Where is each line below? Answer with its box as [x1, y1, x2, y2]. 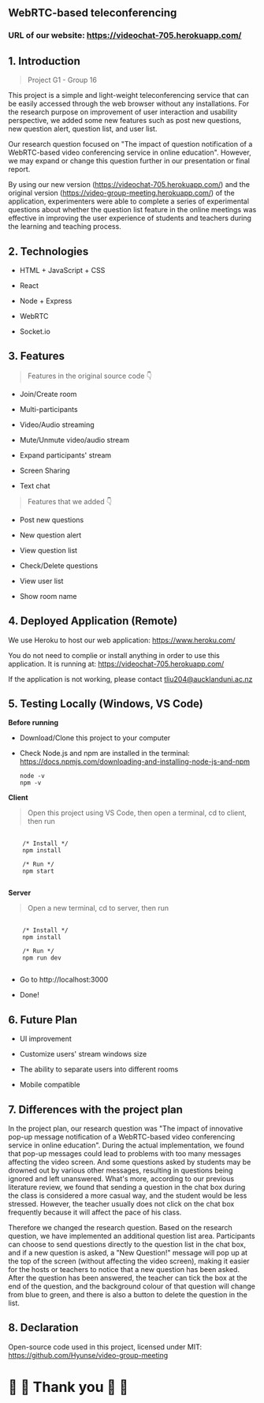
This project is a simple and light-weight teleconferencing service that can [8, 91, 250, 100]
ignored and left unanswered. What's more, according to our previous [8, 1174, 235, 1183]
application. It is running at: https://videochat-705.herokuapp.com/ [8, 659, 225, 668]
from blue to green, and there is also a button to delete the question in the [8, 1290, 248, 1299]
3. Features [8, 350, 65, 363]
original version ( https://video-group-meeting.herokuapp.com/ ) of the [8, 189, 235, 198]
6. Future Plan [8, 1013, 77, 1027]
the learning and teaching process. [8, 222, 122, 231]
